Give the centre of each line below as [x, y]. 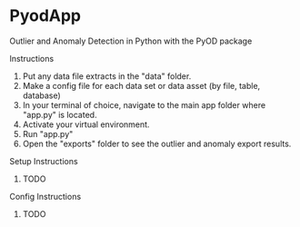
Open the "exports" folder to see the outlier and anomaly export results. [157, 143]
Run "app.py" [48, 133]
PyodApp [45, 16]
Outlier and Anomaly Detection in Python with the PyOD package [131, 41]
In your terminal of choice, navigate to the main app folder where [144, 104]
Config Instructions [45, 196]
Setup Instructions [44, 161]
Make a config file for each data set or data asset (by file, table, [141, 85]
